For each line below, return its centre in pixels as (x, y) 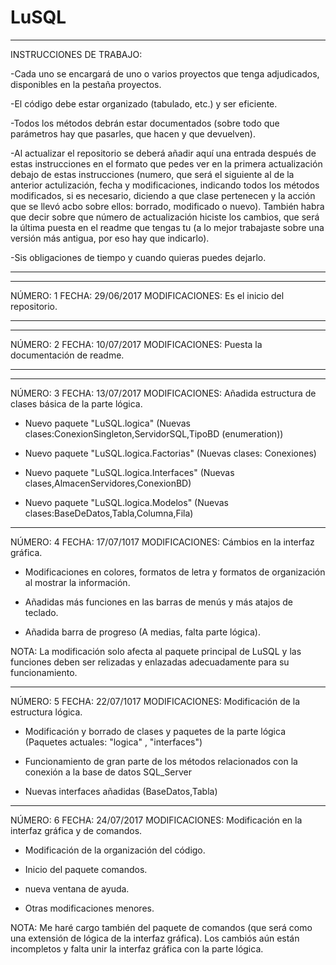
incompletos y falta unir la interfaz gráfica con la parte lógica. (137, 948)
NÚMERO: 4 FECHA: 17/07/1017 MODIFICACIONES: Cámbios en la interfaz (162, 542)
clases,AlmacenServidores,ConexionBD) (108, 483)
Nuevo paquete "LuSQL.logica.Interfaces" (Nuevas (129, 472)
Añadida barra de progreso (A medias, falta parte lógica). (142, 632)
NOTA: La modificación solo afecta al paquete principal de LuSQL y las (156, 651)
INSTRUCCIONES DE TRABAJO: (76, 54)
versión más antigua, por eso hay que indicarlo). (110, 238)
